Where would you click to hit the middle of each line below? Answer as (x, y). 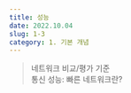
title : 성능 (30, 17)
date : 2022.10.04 (41, 26)
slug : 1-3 (27, 34)
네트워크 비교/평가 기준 (70, 68)
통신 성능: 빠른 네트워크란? (77, 80)
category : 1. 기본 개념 (50, 42)
